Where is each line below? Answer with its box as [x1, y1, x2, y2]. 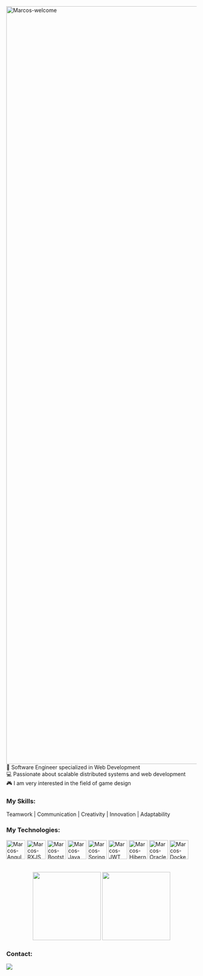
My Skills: [6, 797, 36, 805]
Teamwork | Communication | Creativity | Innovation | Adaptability [6, 811, 170, 818]
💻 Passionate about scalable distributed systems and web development [6, 770, 186, 778]
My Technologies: [6, 826, 60, 834]
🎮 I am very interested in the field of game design [6, 780, 131, 787]
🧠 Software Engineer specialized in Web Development [6, 764, 141, 770]
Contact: [6, 949, 33, 958]
